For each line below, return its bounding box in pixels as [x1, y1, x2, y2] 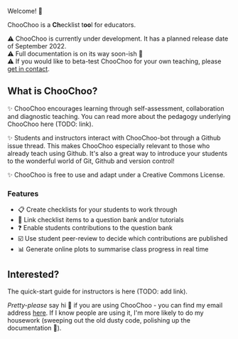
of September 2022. [7, 42, 67, 50]
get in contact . [7, 65, 50, 73]
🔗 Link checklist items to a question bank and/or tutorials [17, 216, 185, 224]
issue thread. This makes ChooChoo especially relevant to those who [7, 141, 210, 150]
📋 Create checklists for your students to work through [17, 205, 178, 214]
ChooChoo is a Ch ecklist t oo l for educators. [7, 21, 136, 28]
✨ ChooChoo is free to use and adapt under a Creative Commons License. [7, 170, 225, 179]
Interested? [7, 268, 60, 281]
